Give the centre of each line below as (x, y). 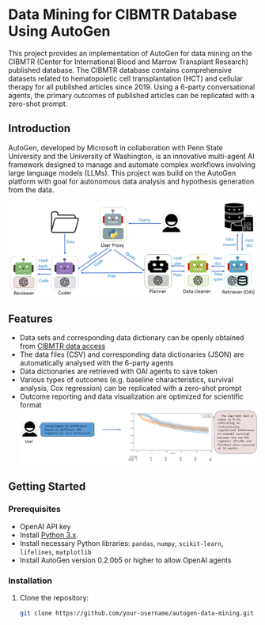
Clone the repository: (54, 598)
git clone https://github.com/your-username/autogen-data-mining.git (137, 614)
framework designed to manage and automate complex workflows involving (132, 165)
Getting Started (47, 487)
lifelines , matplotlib (55, 551)
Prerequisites (34, 509)
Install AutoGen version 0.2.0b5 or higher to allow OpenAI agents (125, 560)
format (30, 404)
